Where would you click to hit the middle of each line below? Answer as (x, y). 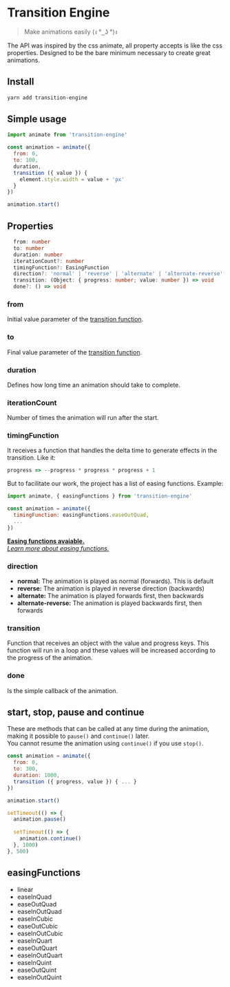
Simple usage (37, 119)
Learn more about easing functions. (58, 548)
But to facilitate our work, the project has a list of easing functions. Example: (115, 484)
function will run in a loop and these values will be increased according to (111, 650)
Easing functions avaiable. (46, 541)
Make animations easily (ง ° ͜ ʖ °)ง (71, 32)
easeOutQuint (37, 970)
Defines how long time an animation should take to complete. (94, 385)
